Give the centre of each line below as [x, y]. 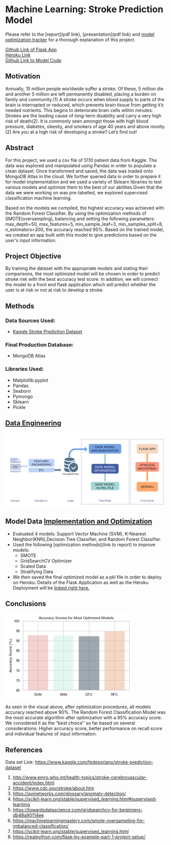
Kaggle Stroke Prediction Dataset [47, 332]
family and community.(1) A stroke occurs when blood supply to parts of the [85, 99]
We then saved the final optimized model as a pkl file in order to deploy [87, 577]
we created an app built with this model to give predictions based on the [81, 235]
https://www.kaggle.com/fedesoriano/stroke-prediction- [94, 762]
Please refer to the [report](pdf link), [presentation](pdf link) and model [80, 34]
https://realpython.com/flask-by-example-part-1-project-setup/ [79, 837]
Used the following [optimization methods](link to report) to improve [84, 544]
